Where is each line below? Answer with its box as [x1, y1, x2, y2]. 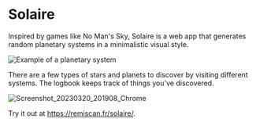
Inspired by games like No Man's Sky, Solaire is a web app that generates [8, 31, 247, 41]
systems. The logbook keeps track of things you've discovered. [8, 78, 214, 88]
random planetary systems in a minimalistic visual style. [8, 39, 189, 49]
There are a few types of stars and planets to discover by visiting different [8, 70, 248, 79]
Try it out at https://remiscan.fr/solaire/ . [8, 108, 136, 118]
